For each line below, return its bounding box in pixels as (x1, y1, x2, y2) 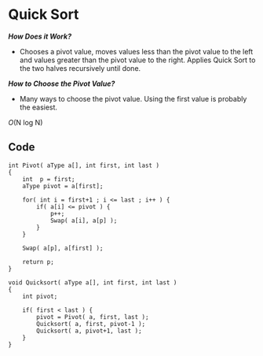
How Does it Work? (8, 32, 72, 41)
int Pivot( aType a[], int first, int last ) (8, 161, 159, 169)
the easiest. (19, 102, 57, 112)
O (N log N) (8, 117, 43, 127)
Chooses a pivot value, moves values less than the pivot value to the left (19, 46, 254, 56)
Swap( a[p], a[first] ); (22, 244, 104, 252)
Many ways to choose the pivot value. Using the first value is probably (19, 94, 247, 103)
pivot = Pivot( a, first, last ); (36, 313, 149, 321)
